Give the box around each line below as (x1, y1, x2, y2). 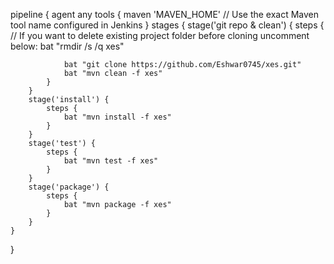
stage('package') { (28, 182, 110, 192)
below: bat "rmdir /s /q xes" (10, 40, 125, 52)
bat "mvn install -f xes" (63, 112, 172, 122)
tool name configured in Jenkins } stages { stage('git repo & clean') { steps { (10, 19, 325, 31)
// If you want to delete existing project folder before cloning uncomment (10, 30, 310, 41)
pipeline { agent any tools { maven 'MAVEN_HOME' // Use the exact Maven (10, 9, 320, 20)
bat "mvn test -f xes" (63, 156, 159, 166)
